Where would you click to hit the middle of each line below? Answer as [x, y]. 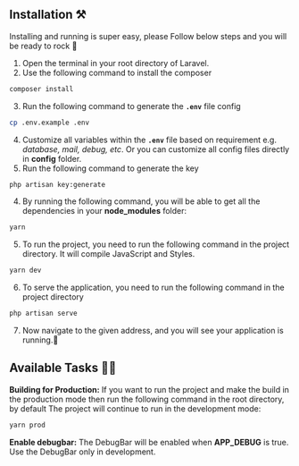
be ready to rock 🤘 [43, 46]
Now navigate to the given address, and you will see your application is [153, 331]
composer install [42, 89]
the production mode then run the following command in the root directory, [147, 399]
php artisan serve [43, 313]
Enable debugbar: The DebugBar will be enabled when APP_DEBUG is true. [149, 442]
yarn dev [25, 271]
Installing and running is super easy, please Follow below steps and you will [148, 36]
